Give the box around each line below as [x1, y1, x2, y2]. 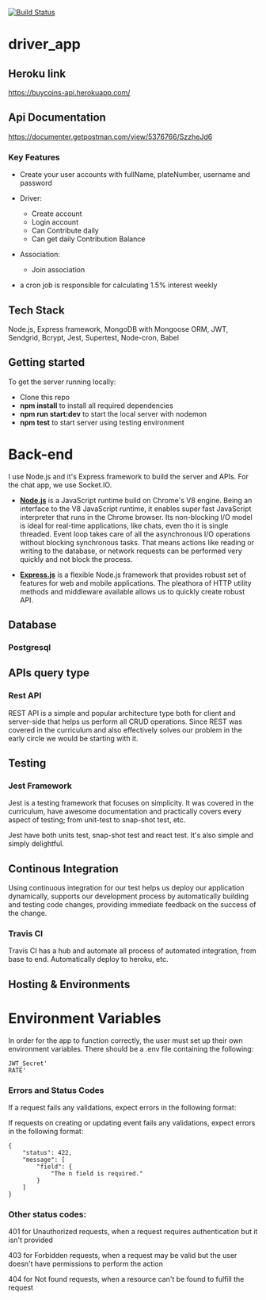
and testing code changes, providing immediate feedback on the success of [8, 900, 256, 910]
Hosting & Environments [8, 977, 131, 991]
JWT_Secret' [8, 1060, 47, 1067]
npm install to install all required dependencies [19, 401, 174, 410]
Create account [31, 209, 82, 218]
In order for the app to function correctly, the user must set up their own [8, 1036, 243, 1045]
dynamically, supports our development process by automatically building [8, 891, 249, 901]
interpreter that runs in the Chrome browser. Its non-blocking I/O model [19, 512, 253, 521]
